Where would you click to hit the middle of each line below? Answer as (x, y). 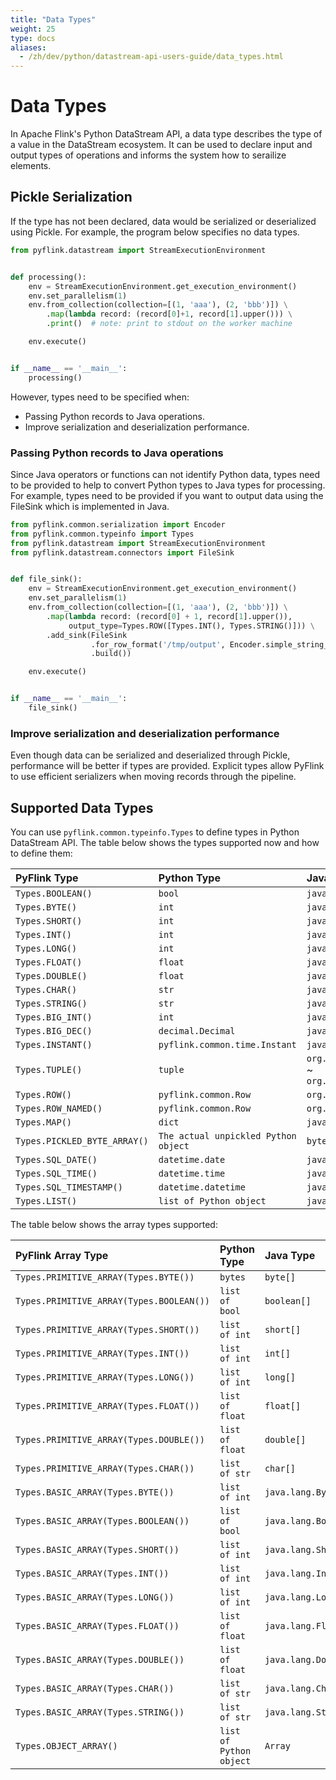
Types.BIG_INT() (54, 1017)
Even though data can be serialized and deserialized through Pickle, (150, 755)
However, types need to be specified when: (100, 397)
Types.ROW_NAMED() (59, 1109)
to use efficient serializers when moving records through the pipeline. (153, 777)
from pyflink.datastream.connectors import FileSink (122, 552)
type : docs (33, 38)
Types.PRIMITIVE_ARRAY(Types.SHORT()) (107, 1330)
